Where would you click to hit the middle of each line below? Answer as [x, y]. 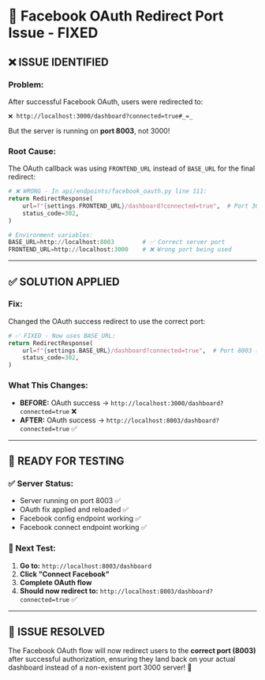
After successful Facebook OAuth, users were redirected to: [106, 101]
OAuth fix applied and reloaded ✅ [74, 509]
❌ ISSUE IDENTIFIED [58, 62]
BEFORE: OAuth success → [64, 403]
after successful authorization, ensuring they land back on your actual [122, 659]
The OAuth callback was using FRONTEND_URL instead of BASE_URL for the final [132, 168]
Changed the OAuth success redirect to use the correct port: [107, 321]
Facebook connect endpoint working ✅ [83, 528]
